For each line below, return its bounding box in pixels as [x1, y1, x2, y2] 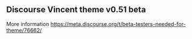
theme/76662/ [6, 27, 42, 34]
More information [6, 20, 50, 27]
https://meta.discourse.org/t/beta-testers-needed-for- [50, 20, 186, 27]
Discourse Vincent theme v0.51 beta [6, 5, 146, 15]
